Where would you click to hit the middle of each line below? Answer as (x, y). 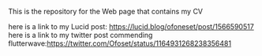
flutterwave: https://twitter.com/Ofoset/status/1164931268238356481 (120, 43)
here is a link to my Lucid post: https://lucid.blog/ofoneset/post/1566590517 (131, 26)
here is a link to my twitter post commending (80, 35)
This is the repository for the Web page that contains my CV (106, 11)
